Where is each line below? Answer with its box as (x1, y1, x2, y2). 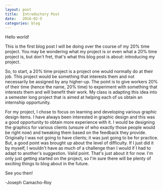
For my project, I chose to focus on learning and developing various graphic (5, 109, 157, 115)
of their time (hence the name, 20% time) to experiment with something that (5, 84, 158, 90)
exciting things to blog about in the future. (5, 161, 89, 167)
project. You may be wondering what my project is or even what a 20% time (5, 49, 157, 55)
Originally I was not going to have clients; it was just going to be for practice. (5, 135, 159, 141)
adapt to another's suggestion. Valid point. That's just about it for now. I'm (5, 151, 153, 156)
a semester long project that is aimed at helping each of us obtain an (5, 95, 143, 100)
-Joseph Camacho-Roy (5, 180, 52, 186)
